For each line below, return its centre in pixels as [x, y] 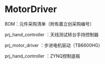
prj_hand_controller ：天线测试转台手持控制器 [52, 34]
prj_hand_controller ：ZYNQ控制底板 [43, 56]
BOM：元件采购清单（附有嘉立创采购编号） [49, 24]
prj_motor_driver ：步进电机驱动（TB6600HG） [54, 45]
